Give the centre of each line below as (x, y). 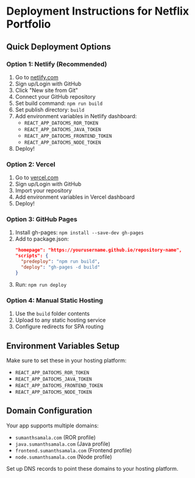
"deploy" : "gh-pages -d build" (61, 267)
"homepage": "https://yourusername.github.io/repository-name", (98, 250)
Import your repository (43, 191)
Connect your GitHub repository (55, 96)
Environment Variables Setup (63, 346)
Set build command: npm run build (59, 103)
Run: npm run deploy (41, 284)
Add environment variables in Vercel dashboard (75, 197)
